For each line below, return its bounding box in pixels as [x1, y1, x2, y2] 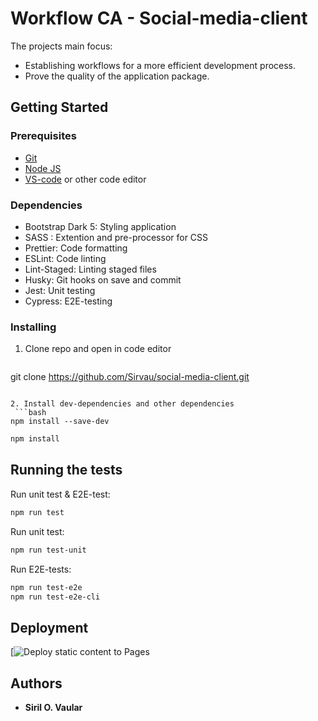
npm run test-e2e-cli [10, 592, 101, 602]
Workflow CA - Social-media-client [10, 7, 308, 30]
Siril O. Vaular [24, 702, 83, 714]
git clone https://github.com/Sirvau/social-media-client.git [10, 371, 250, 383]
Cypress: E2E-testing [24, 295, 113, 307]
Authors [10, 675, 63, 692]
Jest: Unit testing [24, 284, 96, 296]
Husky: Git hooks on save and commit [24, 273, 182, 286]
